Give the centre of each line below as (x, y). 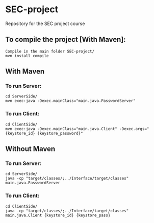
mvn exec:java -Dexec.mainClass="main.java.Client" (61, 129)
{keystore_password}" (60, 133)
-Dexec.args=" (134, 129)
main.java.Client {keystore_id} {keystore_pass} (58, 215)
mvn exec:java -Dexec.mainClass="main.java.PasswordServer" (71, 101)
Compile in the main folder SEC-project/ (50, 51)
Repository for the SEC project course (45, 23)
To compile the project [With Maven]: (66, 40)
